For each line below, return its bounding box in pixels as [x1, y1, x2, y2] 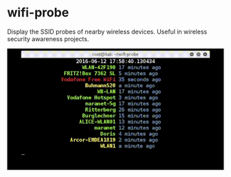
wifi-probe [7, 5, 69, 21]
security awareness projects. [7, 34, 89, 43]
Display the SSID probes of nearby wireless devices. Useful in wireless [7, 27, 208, 36]
